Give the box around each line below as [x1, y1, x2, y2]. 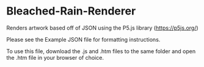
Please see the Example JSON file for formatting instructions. [6, 36, 161, 43]
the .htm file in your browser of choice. [6, 54, 104, 61]
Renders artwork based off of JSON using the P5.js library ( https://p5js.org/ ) [6, 24, 199, 31]
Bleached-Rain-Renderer [6, 4, 136, 18]
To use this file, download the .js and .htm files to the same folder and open [6, 47, 196, 55]
